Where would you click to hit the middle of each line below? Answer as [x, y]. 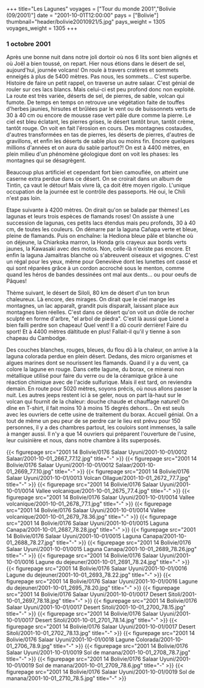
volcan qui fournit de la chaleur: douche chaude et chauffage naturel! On [97, 401]
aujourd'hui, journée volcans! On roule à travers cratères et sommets [93, 70]
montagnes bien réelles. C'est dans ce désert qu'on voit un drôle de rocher [100, 312]
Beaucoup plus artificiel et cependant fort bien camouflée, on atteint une [97, 172]
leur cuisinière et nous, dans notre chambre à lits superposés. [84, 440]
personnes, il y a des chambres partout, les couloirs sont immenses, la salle [101, 428]
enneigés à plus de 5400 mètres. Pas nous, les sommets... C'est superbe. [99, 77]
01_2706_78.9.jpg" [29, 646]
